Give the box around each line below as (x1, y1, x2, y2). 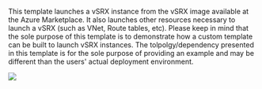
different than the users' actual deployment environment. (8, 57, 194, 66)
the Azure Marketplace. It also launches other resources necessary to (8, 15, 236, 24)
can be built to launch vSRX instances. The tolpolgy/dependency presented (8, 40, 255, 50)
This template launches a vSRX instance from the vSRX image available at (8, 7, 249, 16)
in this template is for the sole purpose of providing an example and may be (8, 49, 255, 57)
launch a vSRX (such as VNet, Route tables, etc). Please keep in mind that (8, 24, 249, 32)
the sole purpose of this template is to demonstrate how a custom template (8, 32, 253, 41)
